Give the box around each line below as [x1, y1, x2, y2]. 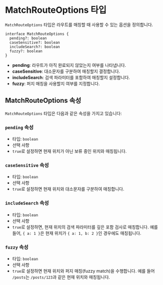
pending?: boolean [9, 35, 47, 41]
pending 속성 [5, 124, 34, 131]
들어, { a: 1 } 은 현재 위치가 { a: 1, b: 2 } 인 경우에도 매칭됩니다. [12, 230, 141, 236]
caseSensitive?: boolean [9, 40, 60, 45]
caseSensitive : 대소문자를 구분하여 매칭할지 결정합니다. [12, 68, 120, 74]
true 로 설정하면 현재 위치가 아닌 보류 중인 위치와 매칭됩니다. [12, 148, 127, 154]
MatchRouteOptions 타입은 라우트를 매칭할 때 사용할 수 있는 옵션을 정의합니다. [5, 22, 153, 28]
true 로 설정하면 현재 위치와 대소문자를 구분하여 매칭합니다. [12, 186, 125, 192]
